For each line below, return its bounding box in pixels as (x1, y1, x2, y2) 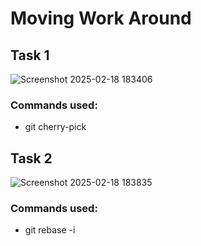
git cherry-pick (24, 121, 87, 133)
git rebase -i (24, 224, 76, 236)
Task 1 (10, 47, 50, 64)
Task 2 (10, 150, 53, 167)
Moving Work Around (10, 7, 192, 30)
